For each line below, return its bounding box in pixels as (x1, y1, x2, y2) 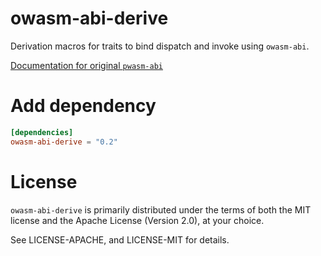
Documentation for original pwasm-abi (10, 59, 163, 71)
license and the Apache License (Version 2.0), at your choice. (10, 214, 265, 226)
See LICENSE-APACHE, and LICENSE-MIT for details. (10, 233, 230, 246)
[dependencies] (10, 127, 74, 137)
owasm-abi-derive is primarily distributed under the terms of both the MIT (10, 203, 312, 216)
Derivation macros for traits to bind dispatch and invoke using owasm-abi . (10, 40, 310, 52)
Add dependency (10, 95, 157, 117)
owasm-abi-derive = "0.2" (10, 137, 118, 147)
